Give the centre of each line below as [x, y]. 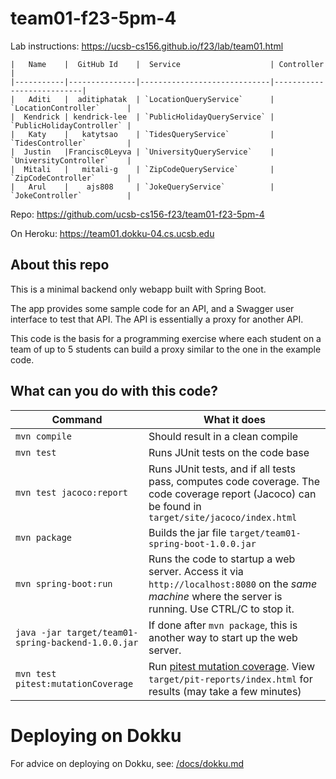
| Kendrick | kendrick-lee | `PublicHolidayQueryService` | [142, 117]
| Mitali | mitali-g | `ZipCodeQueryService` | [142, 169]
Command [77, 419]
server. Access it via [196, 571]
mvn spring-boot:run [64, 583]
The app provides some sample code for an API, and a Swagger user [152, 308]
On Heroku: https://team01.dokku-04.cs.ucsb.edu [112, 233]
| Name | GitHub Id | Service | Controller [167, 64]
